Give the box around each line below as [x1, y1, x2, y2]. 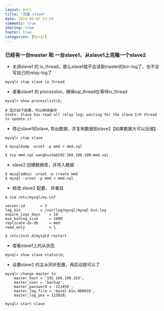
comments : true [5, 21, 36, 26]
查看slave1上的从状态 [12, 243, 55, 249]
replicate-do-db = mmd [5, 221, 60, 226]
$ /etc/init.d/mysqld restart [5, 234, 67, 239]
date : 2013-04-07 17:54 [5, 16, 54, 21]
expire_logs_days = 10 [5, 212, 58, 217]
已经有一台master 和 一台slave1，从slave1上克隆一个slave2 [5, 51, 146, 58]
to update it [5, 117, 32, 121]
